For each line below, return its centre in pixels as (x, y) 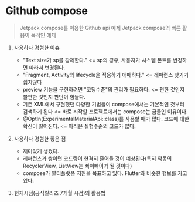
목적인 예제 (43, 35)
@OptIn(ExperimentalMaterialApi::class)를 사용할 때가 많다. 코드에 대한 (106, 119)
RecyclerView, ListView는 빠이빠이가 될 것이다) (77, 166)
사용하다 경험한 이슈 (37, 48)
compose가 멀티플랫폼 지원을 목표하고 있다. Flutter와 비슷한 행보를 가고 (105, 173)
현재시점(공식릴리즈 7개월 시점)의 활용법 (60, 193)
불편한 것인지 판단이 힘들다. (54, 97)
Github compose (47, 11)
